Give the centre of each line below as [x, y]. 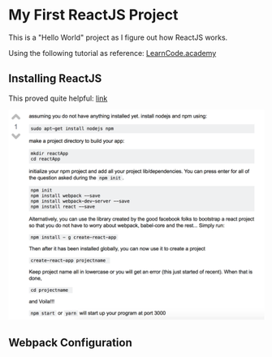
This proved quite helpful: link [58, 98]
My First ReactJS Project [93, 15]
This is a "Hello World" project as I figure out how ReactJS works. [118, 37]
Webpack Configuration [70, 342]
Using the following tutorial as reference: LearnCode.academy [112, 53]
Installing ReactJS [55, 79]
